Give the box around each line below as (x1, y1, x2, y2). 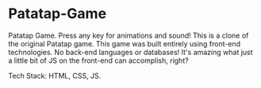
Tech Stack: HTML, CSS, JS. (8, 71, 102, 80)
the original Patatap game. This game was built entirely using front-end (8, 38, 240, 48)
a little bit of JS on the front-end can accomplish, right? (8, 56, 189, 65)
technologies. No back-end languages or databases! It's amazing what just (8, 47, 253, 57)
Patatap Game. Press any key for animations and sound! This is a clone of (8, 31, 249, 40)
